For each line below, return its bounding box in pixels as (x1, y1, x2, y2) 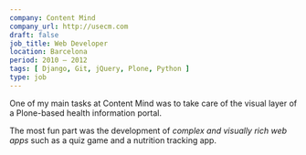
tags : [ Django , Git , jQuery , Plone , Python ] (9, 65, 190, 74)
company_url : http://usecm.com (9, 22, 129, 31)
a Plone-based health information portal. (9, 107, 163, 119)
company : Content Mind (9, 13, 96, 23)
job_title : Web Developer (9, 38, 108, 48)
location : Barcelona (9, 47, 89, 57)
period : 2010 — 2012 (9, 56, 89, 65)
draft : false (9, 30, 59, 39)
